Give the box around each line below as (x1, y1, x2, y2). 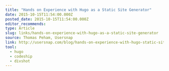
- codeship (10, 53, 33, 59)
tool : (5, 44, 17, 49)
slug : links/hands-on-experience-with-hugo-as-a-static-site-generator (5, 30, 158, 35)
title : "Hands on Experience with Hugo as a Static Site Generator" (5, 7, 152, 12)
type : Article (5, 26, 35, 31)
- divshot (10, 58, 30, 63)
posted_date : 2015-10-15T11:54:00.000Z (5, 16, 89, 21)
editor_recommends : (5, 21, 46, 26)
